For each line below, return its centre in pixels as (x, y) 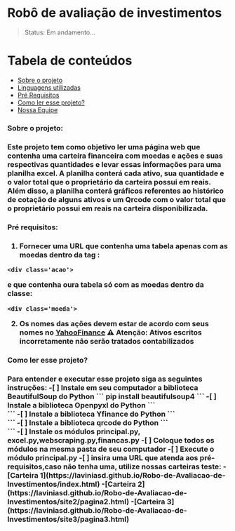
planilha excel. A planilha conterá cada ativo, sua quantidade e (116, 173)
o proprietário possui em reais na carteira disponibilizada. (108, 208)
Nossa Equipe (38, 109)
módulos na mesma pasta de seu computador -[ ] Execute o (111, 449)
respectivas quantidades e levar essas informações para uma (114, 164)
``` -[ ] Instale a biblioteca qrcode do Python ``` (88, 422)
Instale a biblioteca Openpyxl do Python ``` (81, 405)
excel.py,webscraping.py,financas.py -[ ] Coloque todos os (111, 440)
